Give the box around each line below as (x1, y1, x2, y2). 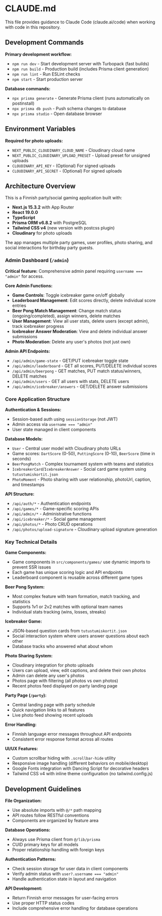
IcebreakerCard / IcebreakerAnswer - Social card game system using (12, 466, 146, 472)
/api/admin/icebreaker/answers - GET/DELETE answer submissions (12, 383, 148, 389)
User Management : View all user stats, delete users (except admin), (12, 318, 149, 324)
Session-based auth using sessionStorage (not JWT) (12, 416, 118, 422)
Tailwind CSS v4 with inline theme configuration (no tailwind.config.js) (12, 771, 153, 777)
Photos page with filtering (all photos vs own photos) (12, 678, 118, 684)
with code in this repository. (5, 24, 61, 30)
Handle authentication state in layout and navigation (12, 876, 117, 882)
